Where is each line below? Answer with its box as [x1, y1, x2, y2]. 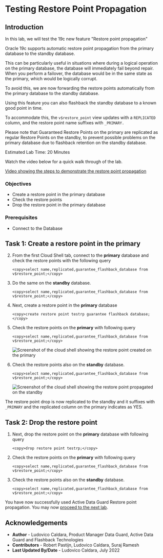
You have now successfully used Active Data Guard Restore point [5, 499, 137, 505]
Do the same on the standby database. [12, 280, 91, 286]
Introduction [5, 23, 44, 31]
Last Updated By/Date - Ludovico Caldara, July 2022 [12, 547, 120, 553]
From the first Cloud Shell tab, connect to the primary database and [12, 252, 149, 258]
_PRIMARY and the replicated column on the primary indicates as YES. [5, 404, 143, 410]
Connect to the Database [12, 225, 62, 231]
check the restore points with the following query [12, 258, 111, 264]
